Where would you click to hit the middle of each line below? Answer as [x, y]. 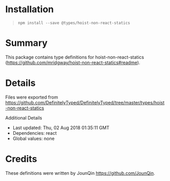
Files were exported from [32, 97]
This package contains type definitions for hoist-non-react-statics [75, 57]
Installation [30, 9]
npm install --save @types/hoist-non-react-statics [74, 23]
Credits [21, 159]
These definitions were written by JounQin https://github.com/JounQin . [80, 173]
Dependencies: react [35, 133]
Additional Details [24, 117]
